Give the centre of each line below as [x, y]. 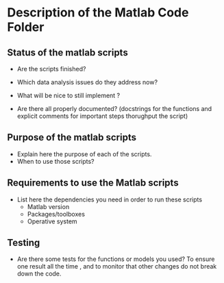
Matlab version [48, 206]
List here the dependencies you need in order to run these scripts [110, 199]
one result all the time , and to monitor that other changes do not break [117, 267]
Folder [26, 27]
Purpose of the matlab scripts [72, 137]
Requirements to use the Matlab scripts [93, 183]
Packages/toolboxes [56, 214]
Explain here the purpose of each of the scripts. [84, 154]
